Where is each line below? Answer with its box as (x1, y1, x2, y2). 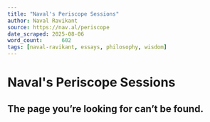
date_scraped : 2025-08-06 (7, 30, 84, 38)
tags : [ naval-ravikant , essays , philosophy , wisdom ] (7, 44, 167, 51)
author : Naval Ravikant (7, 17, 78, 24)
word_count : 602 (7, 37, 72, 44)
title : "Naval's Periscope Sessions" (7, 10, 120, 18)
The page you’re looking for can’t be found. (7, 103, 204, 115)
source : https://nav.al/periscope (7, 24, 110, 31)
